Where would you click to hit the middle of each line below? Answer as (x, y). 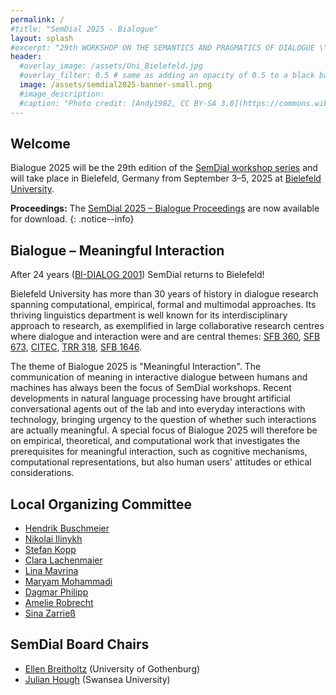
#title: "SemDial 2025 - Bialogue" (84, 29)
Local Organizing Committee (101, 504)
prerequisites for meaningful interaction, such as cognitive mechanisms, (159, 452)
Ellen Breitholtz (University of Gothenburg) (112, 668)
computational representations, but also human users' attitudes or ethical (161, 462)
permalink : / (37, 19)
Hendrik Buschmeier (67, 528)
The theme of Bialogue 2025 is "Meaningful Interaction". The (136, 367)
